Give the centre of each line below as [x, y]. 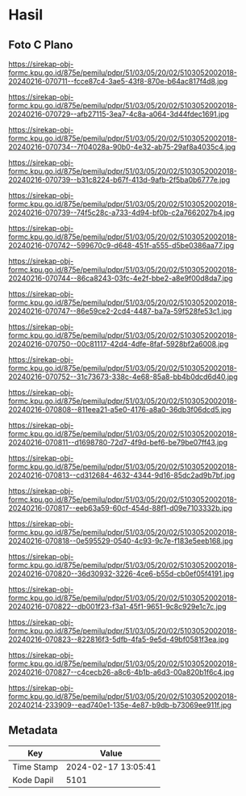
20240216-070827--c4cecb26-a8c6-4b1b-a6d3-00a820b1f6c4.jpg [121, 672]
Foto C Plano [41, 45]
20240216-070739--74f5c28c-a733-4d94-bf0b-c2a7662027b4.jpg [122, 213]
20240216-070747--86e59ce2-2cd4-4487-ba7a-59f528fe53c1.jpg [120, 311]
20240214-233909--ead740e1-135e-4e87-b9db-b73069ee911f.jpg [120, 705]
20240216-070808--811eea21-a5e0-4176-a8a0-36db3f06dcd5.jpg [120, 409]
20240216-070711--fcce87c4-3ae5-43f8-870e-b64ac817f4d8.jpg [118, 81]
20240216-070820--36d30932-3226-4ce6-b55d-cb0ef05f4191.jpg [121, 574]
